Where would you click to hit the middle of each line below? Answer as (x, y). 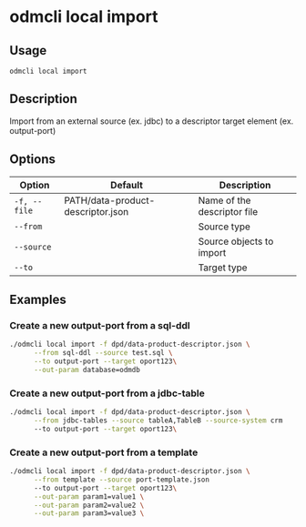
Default (127, 185)
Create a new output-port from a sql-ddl (100, 325)
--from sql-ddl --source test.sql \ (103, 353)
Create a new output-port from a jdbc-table (107, 393)
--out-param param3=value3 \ (89, 513)
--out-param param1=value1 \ (89, 497)
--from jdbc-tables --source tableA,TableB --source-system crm (158, 421)
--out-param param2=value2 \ (89, 505)
